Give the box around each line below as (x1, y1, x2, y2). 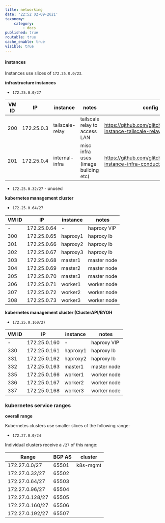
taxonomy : (5, 16, 26, 21)
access (80, 128, 97, 135)
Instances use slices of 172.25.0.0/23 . (5, 70, 82, 76)
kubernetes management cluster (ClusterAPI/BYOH (5, 309, 112, 315)
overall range (5, 413, 33, 419)
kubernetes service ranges (5, 402, 71, 409)
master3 (61, 272, 81, 279)
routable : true (5, 35, 36, 40)
